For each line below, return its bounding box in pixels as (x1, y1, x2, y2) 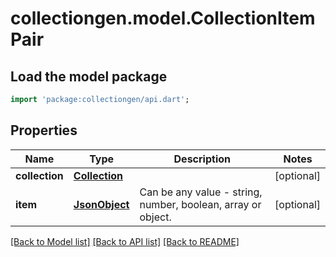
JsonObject (73, 197, 130, 211)
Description (173, 152, 231, 166)
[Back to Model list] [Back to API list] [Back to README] (10, 235, 240, 247)
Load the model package (10, 68, 168, 85)
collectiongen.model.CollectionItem (10, 7, 316, 30)
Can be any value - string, (139, 185, 263, 199)
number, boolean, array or (139, 197, 262, 211)
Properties (10, 122, 78, 139)
